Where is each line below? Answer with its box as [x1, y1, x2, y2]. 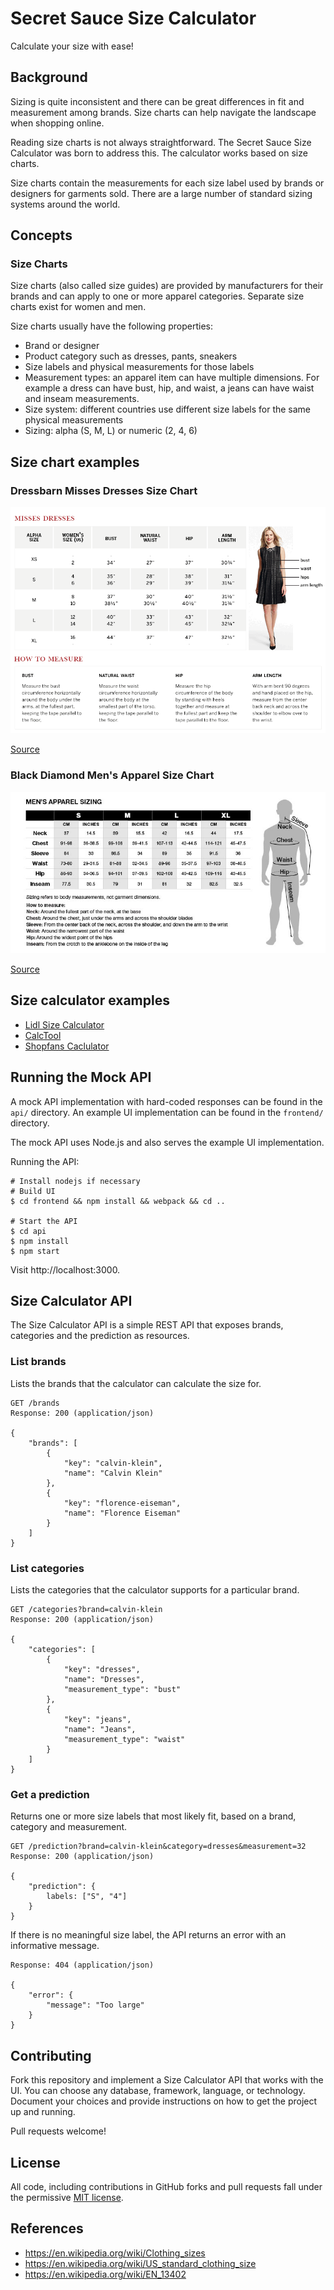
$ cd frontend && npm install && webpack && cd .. [10, 1196, 226, 1206]
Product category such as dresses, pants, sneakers [24, 350, 238, 362]
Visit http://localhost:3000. [10, 1263, 121, 1276]
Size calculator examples [10, 992, 170, 1009]
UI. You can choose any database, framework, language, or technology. [10, 2085, 306, 2097]
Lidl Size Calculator [24, 1018, 105, 1031]
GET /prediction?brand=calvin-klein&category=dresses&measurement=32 [10, 1842, 307, 1852]
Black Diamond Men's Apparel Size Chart [10, 768, 215, 782]
